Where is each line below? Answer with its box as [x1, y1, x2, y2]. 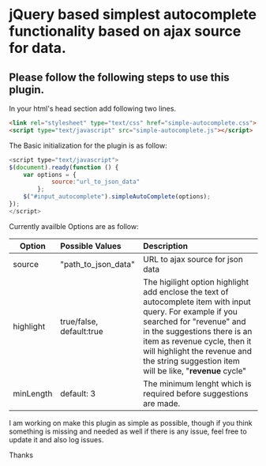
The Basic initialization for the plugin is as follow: [9, 141, 168, 150]
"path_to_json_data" [59, 258, 135, 269]
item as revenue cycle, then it [142, 336, 252, 347]
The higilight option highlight [142, 276, 249, 287]
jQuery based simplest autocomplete [9, 6, 257, 24]
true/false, [59, 316, 99, 327]
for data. [9, 39, 66, 57]
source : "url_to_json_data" [51, 178, 140, 186]
